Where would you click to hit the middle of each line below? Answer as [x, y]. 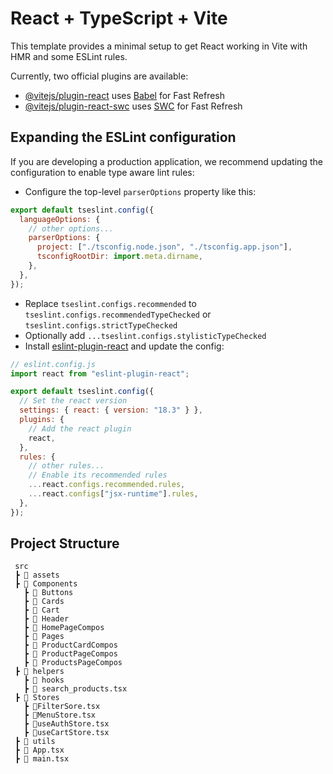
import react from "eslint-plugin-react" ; [100, 373]
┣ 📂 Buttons [48, 593]
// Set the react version [73, 401]
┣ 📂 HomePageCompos [64, 628]
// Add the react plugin [80, 428]
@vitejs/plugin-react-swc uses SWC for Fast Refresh [133, 106]
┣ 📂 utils [35, 742]
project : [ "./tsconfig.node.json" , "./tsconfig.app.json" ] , [164, 247]
